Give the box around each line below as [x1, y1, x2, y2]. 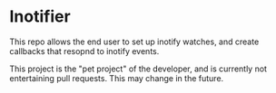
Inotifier [9, 6, 71, 27]
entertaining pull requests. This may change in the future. [9, 72, 224, 83]
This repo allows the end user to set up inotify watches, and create [9, 36, 260, 47]
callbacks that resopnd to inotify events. [9, 45, 160, 56]
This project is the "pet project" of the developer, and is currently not [9, 63, 268, 74]
